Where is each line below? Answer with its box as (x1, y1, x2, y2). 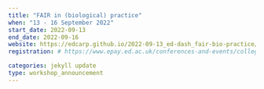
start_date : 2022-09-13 (8, 26, 86, 34)
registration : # (8, 48, 61, 55)
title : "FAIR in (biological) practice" (8, 11, 143, 20)
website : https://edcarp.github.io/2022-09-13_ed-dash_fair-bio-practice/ (8, 41, 258, 48)
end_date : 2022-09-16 (8, 33, 79, 41)
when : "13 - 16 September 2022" (8, 19, 114, 27)
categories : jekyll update (8, 62, 97, 70)
